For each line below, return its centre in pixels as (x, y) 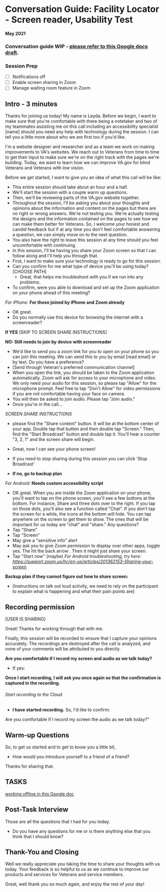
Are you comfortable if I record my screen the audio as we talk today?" (77, 719)
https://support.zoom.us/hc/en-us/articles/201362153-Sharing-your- (83, 562)
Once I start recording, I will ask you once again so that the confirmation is (83, 678)
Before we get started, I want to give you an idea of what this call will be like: (83, 178)
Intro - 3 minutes (31, 104)
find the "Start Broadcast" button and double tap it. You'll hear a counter (86, 434)
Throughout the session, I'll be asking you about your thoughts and (81, 203)
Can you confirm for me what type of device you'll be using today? (80, 267)
